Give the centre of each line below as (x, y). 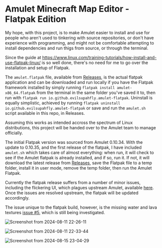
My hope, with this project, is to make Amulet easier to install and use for (77, 32)
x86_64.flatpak (20, 93)
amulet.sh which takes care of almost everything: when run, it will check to (80, 152)
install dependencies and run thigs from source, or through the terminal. (77, 48)
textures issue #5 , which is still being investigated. (55, 212)
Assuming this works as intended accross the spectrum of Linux (69, 123)
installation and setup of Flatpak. (37, 68)
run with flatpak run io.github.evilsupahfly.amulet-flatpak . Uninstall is (79, 97)
